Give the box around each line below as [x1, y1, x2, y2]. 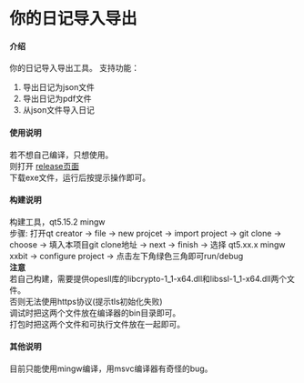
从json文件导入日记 [22, 105, 96, 116]
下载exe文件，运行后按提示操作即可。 [9, 172, 151, 183]
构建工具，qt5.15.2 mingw [9, 216, 106, 227]
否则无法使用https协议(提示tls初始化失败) [9, 296, 163, 307]
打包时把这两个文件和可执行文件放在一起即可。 [9, 318, 185, 329]
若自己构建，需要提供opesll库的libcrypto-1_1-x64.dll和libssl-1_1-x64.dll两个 [9, 273, 288, 284]
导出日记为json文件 [22, 82, 96, 93]
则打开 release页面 [9, 160, 80, 171]
